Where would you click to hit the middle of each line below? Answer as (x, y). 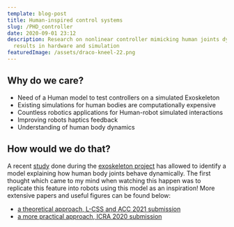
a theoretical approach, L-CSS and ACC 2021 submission (99, 209)
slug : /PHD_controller (40, 26)
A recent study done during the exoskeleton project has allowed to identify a (117, 166)
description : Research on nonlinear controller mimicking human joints (113, 40)
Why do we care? (46, 81)
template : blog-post (37, 14)
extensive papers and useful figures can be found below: (89, 195)
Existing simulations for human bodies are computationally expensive (116, 104)
